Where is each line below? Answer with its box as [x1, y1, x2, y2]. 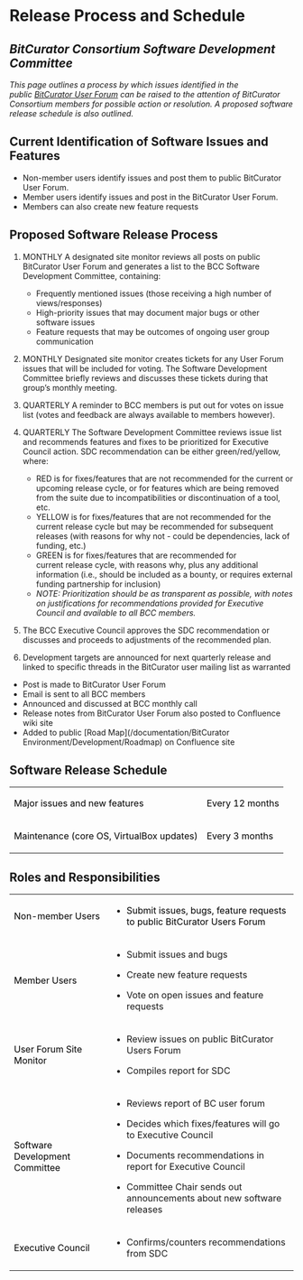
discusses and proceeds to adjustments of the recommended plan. [22, 634, 272, 645]
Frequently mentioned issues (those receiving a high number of [35, 288, 272, 299]
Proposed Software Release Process [9, 227, 218, 243]
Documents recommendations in [125, 1149, 264, 1162]
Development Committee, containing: [22, 270, 161, 281]
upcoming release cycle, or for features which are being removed [35, 482, 280, 493]
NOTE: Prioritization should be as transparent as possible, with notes [35, 588, 293, 598]
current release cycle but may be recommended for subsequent [35, 521, 273, 532]
